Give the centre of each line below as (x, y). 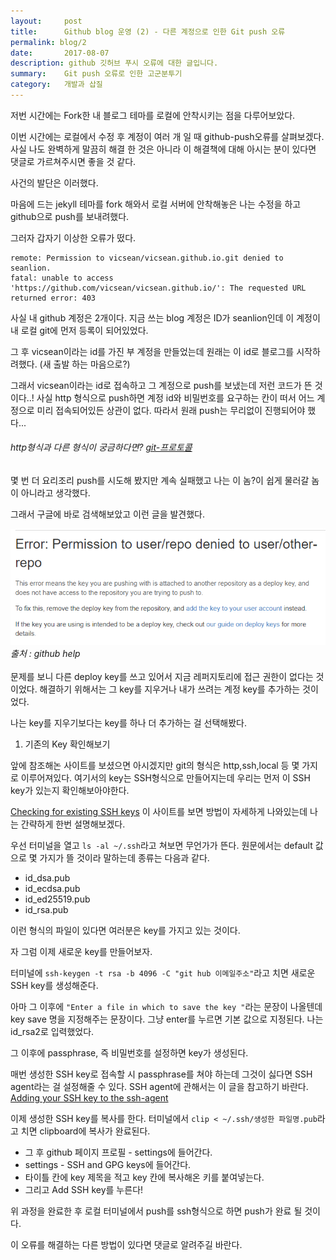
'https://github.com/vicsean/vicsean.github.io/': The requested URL (158, 288)
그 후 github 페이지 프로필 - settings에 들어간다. (118, 1152)
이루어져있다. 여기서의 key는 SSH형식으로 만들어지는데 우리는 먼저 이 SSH (165, 778)
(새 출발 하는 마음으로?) (85, 364)
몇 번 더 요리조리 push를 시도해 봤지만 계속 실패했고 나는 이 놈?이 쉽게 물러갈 (160, 481)
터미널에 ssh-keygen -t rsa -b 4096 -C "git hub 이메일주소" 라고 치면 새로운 (163, 973)
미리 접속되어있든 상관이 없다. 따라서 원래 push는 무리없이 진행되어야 (171, 410)
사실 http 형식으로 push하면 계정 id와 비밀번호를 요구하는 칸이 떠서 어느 (175, 397)
